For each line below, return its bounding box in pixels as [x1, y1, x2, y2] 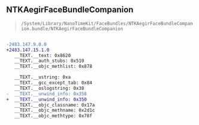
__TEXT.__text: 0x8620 [14, 52, 71, 58]
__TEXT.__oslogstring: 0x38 [14, 85, 85, 91]
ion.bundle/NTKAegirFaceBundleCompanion [20, 26, 123, 32]
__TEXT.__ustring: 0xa [14, 74, 71, 80]
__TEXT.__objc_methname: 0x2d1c [14, 107, 95, 114]
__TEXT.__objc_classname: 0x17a [14, 102, 95, 108]
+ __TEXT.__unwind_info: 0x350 [6, 96, 87, 102]
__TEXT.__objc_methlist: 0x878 [14, 64, 93, 70]
